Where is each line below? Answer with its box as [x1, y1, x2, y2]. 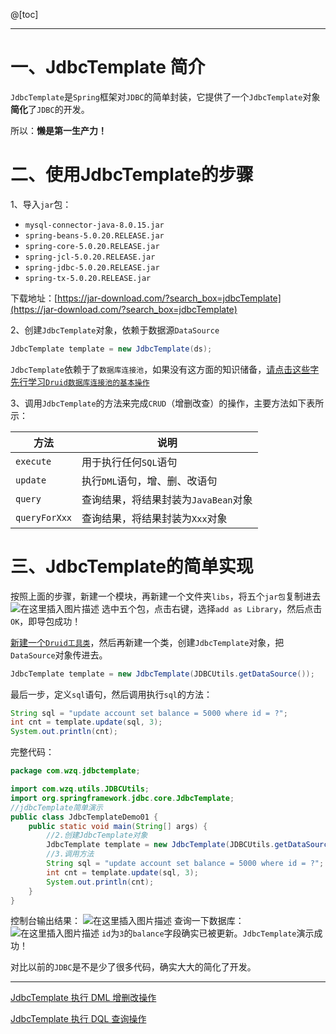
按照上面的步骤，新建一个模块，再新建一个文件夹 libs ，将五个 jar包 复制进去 [10, 590, 322, 602]
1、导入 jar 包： [10, 198, 72, 210]
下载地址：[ [10, 292, 58, 304]
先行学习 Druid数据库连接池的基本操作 [10, 375, 150, 388]
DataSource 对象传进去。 [10, 649, 108, 661]
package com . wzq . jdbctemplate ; [10, 766, 141, 776]
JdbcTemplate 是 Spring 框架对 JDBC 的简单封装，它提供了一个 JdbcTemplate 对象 [10, 90, 321, 103]
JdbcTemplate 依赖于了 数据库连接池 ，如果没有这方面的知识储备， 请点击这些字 [10, 363, 320, 375]
